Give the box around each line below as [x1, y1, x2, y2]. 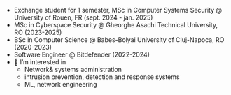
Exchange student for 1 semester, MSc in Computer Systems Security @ [13, 6, 223, 14]
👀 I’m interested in [13, 58, 66, 66]
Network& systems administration [24, 66, 122, 73]
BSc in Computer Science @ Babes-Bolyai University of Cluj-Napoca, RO [13, 36, 225, 44]
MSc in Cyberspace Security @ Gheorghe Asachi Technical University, [13, 21, 218, 29]
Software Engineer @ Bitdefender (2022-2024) [13, 50, 150, 59]
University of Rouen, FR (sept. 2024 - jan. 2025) [13, 13, 153, 22]
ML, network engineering [24, 80, 97, 88]
